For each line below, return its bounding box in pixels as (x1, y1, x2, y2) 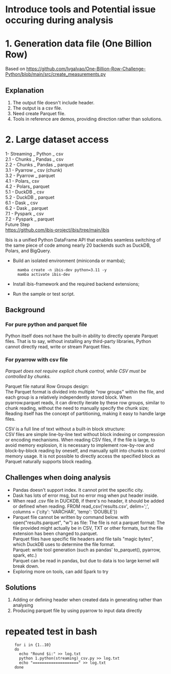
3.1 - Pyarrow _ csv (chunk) (5, 167, 62, 173)
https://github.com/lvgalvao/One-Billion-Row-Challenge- (26, 66, 146, 72)
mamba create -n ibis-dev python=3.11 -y (17, 267, 107, 272)
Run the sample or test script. (12, 291, 75, 297)
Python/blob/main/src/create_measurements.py (5, 71, 106, 77)
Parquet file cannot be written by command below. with (12, 514, 129, 520)
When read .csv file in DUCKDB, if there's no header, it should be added (12, 497, 164, 504)
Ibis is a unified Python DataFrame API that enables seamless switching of (5, 236, 161, 243)
